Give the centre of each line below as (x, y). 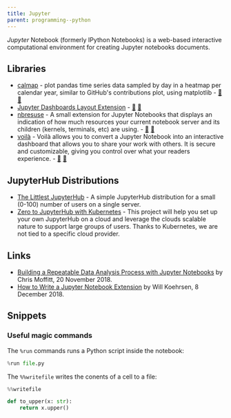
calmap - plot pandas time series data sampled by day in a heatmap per (119, 85)
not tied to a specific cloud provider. (68, 234)
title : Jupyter (29, 13)
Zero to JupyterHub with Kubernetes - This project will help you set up (117, 212)
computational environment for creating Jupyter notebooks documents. (109, 47)
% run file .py (26, 363)
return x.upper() (44, 408)
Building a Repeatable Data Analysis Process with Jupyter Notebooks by (120, 272)
